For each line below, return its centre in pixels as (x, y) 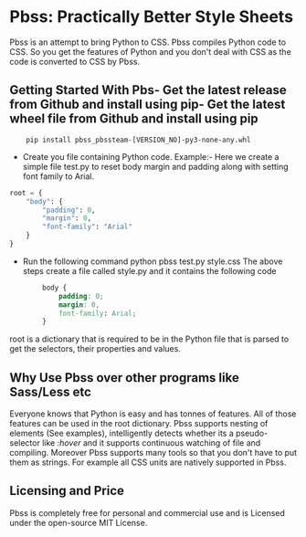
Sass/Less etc (50, 391)
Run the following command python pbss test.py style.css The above (153, 261)
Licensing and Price (67, 491)
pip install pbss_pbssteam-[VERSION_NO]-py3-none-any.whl (138, 140)
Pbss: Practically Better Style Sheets (152, 17)
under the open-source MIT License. (79, 522)
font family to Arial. (58, 176)
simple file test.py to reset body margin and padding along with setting (156, 166)
